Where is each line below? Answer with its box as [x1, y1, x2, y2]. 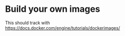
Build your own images [5, 3, 100, 15]
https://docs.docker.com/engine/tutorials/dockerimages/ [5, 25, 121, 31]
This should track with [5, 20, 50, 26]
